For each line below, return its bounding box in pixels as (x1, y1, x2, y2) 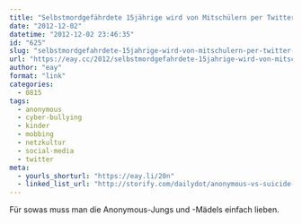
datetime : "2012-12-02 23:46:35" (9, 30, 135, 39)
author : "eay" (9, 64, 63, 73)
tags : (9, 96, 30, 106)
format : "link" (9, 72, 67, 81)
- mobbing (17, 130, 54, 139)
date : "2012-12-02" (9, 22, 83, 30)
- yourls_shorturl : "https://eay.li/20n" (17, 171, 175, 180)
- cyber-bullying (17, 113, 83, 122)
